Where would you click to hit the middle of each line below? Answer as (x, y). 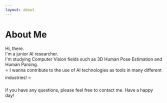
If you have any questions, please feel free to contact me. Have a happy (79, 90)
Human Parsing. (22, 64)
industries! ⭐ (18, 77)
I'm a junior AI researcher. (32, 53)
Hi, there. (15, 48)
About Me (26, 34)
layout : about (20, 10)
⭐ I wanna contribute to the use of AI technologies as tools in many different (83, 70)
